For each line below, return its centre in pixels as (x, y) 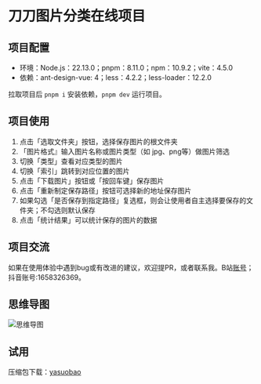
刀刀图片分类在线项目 (77, 16)
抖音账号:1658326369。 (47, 277)
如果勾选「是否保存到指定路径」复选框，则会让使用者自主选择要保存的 (133, 200)
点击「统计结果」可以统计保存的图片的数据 (88, 219)
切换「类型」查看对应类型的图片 (71, 161)
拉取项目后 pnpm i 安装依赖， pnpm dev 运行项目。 (87, 94)
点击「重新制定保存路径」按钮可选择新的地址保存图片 (105, 190)
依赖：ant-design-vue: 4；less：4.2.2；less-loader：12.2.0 (115, 78)
